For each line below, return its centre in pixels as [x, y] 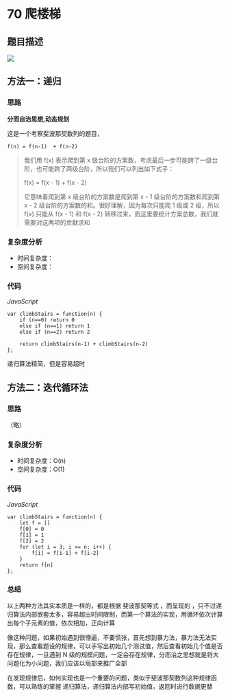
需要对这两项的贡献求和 [57, 222]
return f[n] [36, 565]
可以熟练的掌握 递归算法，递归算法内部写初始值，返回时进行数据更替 [116, 686]
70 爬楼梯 [34, 14]
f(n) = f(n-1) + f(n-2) [42, 146]
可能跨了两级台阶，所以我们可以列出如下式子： [108, 168]
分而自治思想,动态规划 [38, 119]
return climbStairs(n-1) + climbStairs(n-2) [84, 344]
